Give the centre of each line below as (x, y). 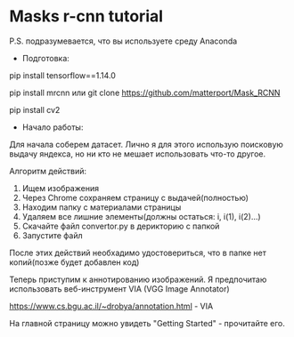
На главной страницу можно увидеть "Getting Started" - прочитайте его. (147, 323)
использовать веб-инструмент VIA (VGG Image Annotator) (119, 289)
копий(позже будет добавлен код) (74, 262)
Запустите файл (52, 235)
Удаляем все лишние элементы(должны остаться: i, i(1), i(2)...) (141, 216)
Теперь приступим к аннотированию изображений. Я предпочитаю (138, 279)
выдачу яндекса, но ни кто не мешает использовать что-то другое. (138, 154)
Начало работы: (53, 127)
